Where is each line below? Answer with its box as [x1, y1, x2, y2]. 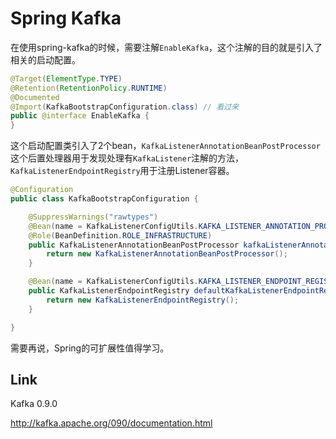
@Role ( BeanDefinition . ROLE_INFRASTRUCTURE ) [28, 230, 213, 241]
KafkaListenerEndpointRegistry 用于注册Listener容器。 [10, 165, 235, 177]
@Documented [10, 92, 60, 102]
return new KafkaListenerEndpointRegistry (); [46, 295, 240, 305]
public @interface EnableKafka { [10, 111, 150, 121]
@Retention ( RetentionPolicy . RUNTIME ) [10, 83, 168, 93]
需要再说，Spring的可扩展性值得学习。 [10, 342, 170, 354]
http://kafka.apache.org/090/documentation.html [10, 417, 213, 429]
